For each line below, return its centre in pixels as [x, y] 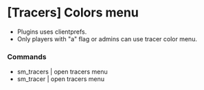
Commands [27, 56]
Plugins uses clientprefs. [52, 32]
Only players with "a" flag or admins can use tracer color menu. [107, 38]
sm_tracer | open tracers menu [61, 79]
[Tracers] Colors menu [73, 13]
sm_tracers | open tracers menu [62, 72]
